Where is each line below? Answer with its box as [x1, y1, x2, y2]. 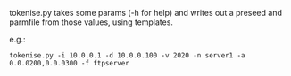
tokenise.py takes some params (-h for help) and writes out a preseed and [9, 8, 283, 18]
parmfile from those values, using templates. [9, 17, 174, 27]
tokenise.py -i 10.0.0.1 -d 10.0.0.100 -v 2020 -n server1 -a [9, 51, 245, 60]
